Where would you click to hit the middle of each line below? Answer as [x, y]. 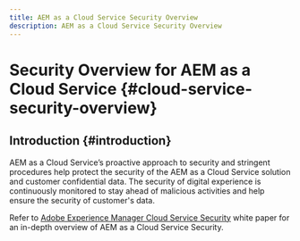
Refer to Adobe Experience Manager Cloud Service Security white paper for [150, 217]
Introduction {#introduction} [90, 141]
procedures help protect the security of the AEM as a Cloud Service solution [150, 171]
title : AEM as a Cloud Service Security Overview [104, 17]
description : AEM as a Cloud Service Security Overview [116, 26]
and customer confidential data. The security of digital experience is [135, 181]
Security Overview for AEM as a [130, 70]
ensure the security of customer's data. [82, 200]
